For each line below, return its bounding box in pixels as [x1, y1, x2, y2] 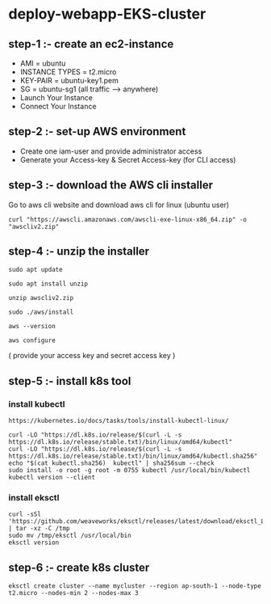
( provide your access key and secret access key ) [8, 351, 176, 361]
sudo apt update [8, 266, 63, 274]
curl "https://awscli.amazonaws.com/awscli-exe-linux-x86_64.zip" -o [8, 215, 248, 223]
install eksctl [8, 492, 60, 504]
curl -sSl [8, 510, 42, 518]
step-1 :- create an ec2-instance [8, 37, 174, 51]
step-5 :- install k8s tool [8, 374, 131, 388]
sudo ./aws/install [8, 308, 74, 316]
